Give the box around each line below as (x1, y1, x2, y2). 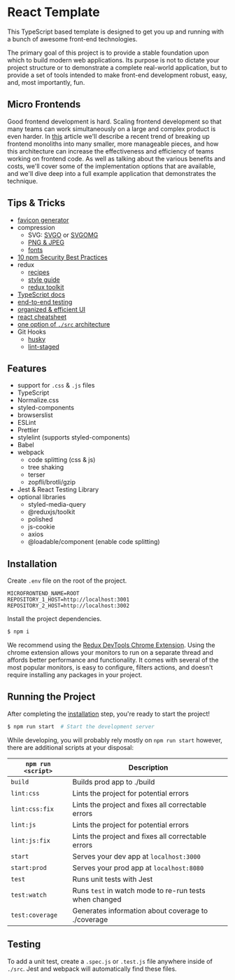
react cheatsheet (17, 313, 66, 321)
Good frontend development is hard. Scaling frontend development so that (7, 117, 222, 125)
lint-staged (27, 342, 59, 351)
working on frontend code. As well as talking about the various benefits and (7, 154, 226, 163)
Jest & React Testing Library (17, 485, 99, 494)
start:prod (10, 864, 47, 871)
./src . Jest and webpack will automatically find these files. (7, 965, 177, 973)
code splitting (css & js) (27, 456, 96, 464)
